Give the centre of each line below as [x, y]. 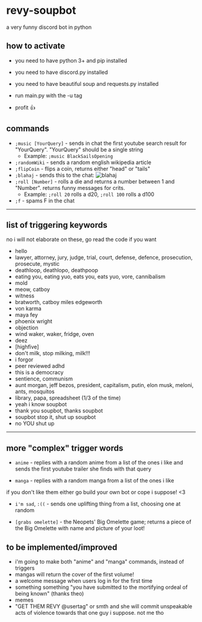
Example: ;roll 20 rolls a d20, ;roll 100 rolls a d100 [89, 194]
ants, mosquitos [35, 392]
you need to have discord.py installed [61, 72]
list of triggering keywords [57, 225]
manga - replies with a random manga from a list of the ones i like [94, 481]
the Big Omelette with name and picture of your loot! [80, 528]
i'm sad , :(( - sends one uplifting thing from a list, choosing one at [98, 504]
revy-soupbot [41, 11]
